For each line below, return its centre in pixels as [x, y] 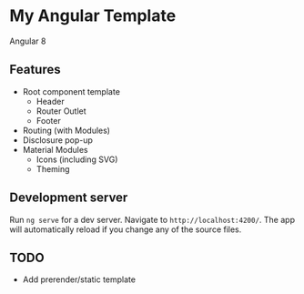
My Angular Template [93, 16]
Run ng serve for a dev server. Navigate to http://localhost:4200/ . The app [152, 219]
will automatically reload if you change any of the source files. [126, 229]
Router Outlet [61, 111]
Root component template [71, 91]
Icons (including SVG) [77, 159]
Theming [53, 168]
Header [51, 101]
